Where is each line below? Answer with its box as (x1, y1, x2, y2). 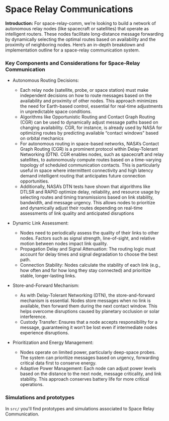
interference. (20, 314, 47, 320)
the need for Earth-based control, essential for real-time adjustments (20, 103, 163, 109)
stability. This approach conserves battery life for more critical (20, 376, 149, 382)
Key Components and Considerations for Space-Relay (5, 59, 140, 67)
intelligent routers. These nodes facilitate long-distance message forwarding (5, 31, 164, 37)
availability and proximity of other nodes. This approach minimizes (20, 98, 158, 104)
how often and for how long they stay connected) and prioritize (20, 267, 151, 273)
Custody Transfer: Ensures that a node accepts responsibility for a (20, 319, 157, 325)
